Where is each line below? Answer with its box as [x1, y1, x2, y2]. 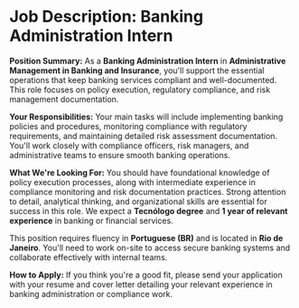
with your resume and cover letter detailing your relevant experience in [9, 278, 273, 290]
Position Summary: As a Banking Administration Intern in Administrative [9, 55, 286, 66]
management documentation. [9, 93, 119, 105]
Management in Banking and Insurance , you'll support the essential [9, 65, 265, 76]
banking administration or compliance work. [9, 288, 173, 299]
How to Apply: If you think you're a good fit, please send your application [9, 269, 283, 280]
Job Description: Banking [9, 6, 204, 27]
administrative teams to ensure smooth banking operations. [9, 149, 230, 160]
